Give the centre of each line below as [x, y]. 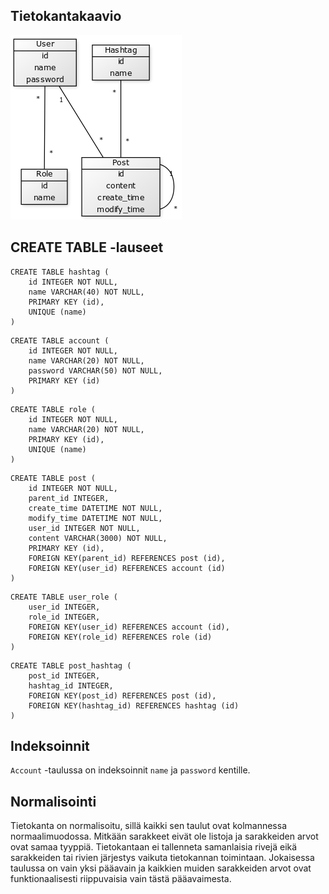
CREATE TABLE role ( [53, 409]
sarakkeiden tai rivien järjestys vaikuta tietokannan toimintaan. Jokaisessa [162, 858]
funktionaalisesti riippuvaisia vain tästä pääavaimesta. [121, 879]
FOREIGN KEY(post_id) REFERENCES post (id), [122, 695]
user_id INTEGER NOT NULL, [84, 528]
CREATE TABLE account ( [60, 340]
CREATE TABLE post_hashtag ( [71, 665]
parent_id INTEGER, [69, 498]
